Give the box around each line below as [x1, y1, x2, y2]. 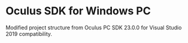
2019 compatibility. [5, 30, 52, 37]
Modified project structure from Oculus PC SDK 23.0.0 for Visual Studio [5, 24, 182, 31]
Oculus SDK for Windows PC [5, 4, 151, 18]
